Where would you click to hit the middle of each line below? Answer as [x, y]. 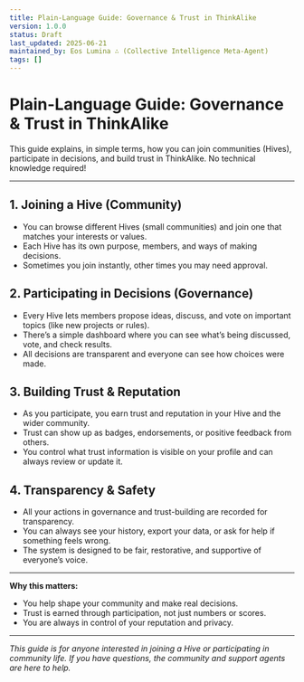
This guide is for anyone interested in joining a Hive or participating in [139, 649]
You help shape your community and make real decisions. [130, 603]
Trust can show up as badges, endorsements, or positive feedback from [157, 433]
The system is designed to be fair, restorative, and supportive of [142, 550]
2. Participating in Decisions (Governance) [131, 294]
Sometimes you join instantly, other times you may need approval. [145, 265]
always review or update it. [73, 461]
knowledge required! [48, 167]
